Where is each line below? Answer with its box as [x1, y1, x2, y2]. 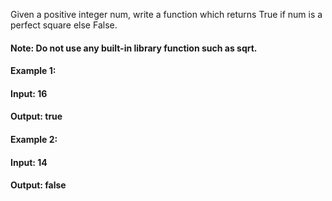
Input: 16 [10, 87, 48, 99]
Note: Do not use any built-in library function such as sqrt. [10, 42, 258, 54]
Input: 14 [10, 156, 48, 168]
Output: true [10, 110, 63, 123]
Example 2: [10, 133, 58, 145]
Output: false [10, 179, 67, 191]
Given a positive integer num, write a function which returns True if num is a [10, 9, 323, 20]
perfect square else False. [10, 19, 118, 31]
